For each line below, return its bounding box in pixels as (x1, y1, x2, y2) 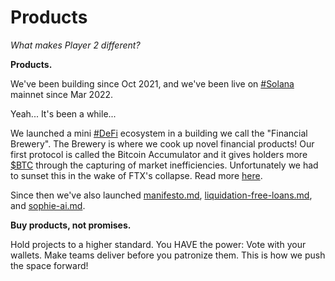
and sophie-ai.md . (10, 199, 86, 211)
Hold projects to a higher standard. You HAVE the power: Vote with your (10, 238, 307, 250)
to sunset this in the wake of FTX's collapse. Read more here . (10, 169, 263, 181)
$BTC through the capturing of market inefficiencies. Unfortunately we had (10, 159, 319, 171)
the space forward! (10, 259, 89, 271)
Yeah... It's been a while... (10, 107, 117, 120)
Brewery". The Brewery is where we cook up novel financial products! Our (10, 137, 315, 150)
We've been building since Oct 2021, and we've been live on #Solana (10, 77, 295, 90)
